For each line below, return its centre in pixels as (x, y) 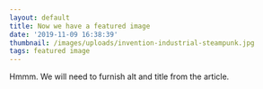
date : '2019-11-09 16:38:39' (64, 34)
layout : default (39, 18)
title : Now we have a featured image (80, 26)
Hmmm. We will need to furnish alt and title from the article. (119, 76)
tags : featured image (50, 51)
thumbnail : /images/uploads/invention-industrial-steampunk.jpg (132, 43)
